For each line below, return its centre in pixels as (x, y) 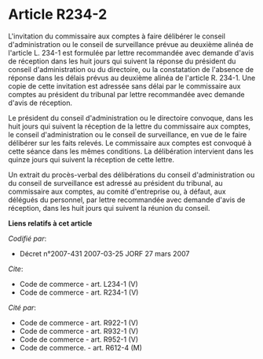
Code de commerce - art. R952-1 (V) (79, 339)
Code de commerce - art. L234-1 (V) (79, 284)
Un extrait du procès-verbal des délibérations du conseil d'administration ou (131, 175)
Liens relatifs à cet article (50, 223)
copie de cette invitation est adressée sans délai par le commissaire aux (124, 86)
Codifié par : (27, 238)
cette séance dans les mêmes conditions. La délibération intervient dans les (131, 151)
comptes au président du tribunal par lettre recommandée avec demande (126, 94)
